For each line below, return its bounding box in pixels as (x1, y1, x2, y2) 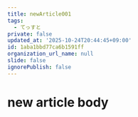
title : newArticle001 (7, 10, 72, 18)
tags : (7, 17, 23, 24)
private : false (7, 30, 53, 38)
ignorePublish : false (7, 63, 72, 71)
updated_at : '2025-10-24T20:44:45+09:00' (7, 37, 132, 44)
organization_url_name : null (7, 51, 94, 58)
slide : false (7, 57, 46, 64)
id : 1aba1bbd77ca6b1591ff (7, 44, 84, 51)
